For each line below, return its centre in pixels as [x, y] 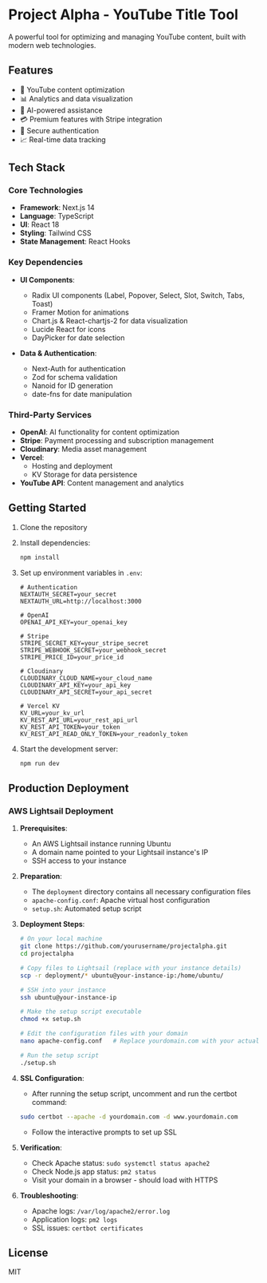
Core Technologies [46, 191]
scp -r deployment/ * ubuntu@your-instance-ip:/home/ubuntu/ [122, 976]
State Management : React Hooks [75, 242]
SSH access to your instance [79, 861]
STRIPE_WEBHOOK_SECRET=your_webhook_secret [93, 650]
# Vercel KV [39, 706]
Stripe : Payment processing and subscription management [117, 441]
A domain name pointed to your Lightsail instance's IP [120, 853]
